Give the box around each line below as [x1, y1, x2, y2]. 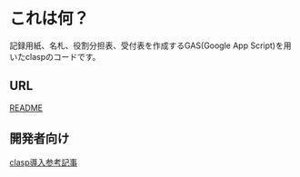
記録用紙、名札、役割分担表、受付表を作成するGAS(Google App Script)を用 [9, 40, 292, 51]
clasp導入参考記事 [9, 156, 78, 168]
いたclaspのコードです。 [9, 51, 101, 62]
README [9, 102, 44, 113]
